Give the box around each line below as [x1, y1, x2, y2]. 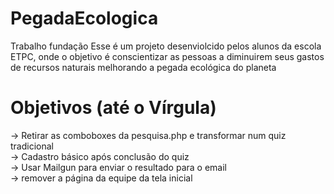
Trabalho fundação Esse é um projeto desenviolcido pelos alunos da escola [10, 40, 322, 52]
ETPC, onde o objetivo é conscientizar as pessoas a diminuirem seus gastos [10, 50, 325, 62]
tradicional [10, 140, 54, 152]
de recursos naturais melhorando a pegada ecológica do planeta [10, 61, 277, 73]
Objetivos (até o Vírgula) [10, 97, 217, 119]
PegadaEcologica [10, 7, 159, 30]
